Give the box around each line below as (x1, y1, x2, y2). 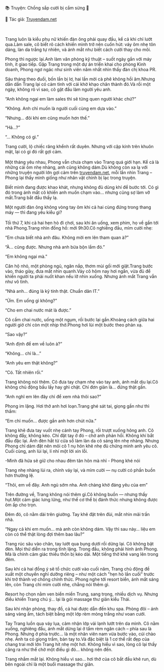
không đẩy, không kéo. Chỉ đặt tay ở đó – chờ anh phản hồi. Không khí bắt (5, 433, 154, 439)
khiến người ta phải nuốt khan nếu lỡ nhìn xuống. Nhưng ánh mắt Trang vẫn (5, 274, 157, 279)
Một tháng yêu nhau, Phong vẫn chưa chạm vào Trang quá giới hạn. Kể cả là (5, 159, 159, 165)
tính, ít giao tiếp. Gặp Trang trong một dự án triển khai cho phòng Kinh (5, 61, 146, 67)
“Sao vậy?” (5, 332, 27, 337)
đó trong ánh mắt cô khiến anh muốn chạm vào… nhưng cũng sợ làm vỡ (5, 189, 150, 195)
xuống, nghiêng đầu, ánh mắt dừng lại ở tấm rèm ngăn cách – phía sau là (5, 626, 152, 631)
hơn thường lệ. (5, 472, 34, 478)
